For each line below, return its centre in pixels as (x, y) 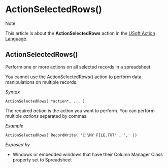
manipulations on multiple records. (41, 82)
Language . (16, 39)
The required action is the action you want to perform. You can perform (80, 111)
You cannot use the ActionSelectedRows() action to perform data (73, 77)
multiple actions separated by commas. (46, 116)
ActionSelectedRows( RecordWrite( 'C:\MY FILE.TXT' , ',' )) (71, 135)
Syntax (13, 92)
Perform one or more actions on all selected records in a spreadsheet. (79, 66)
